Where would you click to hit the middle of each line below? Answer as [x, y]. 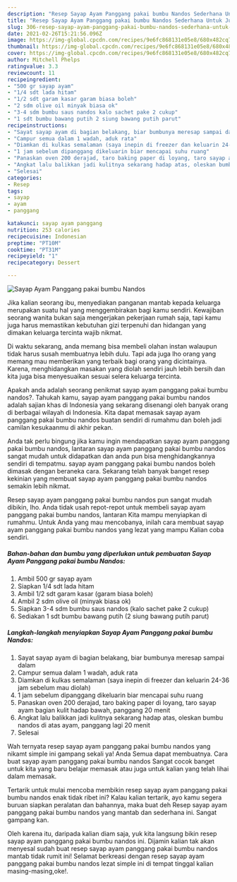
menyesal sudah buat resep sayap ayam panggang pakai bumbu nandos [113, 848]
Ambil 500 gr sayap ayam [55, 579]
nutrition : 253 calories [44, 230]
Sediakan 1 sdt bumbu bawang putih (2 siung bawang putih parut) [113, 616]
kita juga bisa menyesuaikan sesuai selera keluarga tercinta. [95, 376]
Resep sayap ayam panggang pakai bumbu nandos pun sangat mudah [110, 500]
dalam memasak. [32, 776]
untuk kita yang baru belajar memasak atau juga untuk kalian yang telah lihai [118, 768]
